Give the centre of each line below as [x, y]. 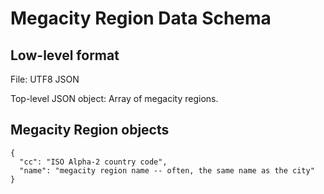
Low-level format [65, 55]
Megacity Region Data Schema [141, 18]
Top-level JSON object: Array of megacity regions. [114, 98]
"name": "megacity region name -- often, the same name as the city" [167, 170]
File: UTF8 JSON [45, 79]
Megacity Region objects [90, 130]
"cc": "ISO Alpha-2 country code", [93, 162]
